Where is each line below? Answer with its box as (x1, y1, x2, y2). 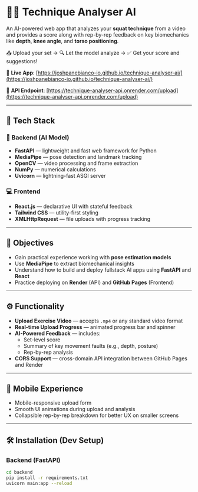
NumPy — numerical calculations (14, 165, 96, 173)
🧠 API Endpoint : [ (6, 87, 49, 94)
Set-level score (23, 336, 61, 343)
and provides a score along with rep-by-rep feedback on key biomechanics (6, 31, 189, 38)
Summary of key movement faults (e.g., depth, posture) (23, 342, 159, 349)
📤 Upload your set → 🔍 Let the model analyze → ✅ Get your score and (6, 49, 180, 56)
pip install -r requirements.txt (6, 475, 88, 481)
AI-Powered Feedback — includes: (14, 330, 101, 337)
